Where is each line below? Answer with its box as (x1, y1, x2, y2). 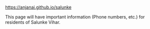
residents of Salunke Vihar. (5, 19, 61, 25)
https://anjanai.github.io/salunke (5, 4, 71, 10)
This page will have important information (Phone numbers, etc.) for (5, 14, 145, 19)
